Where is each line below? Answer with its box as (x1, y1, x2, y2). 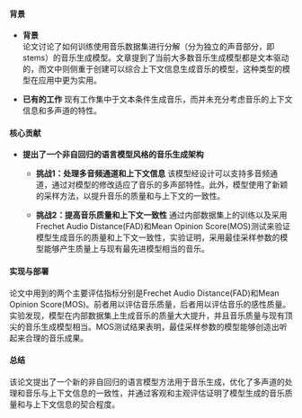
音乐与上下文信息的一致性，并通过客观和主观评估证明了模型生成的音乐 (24, 387, 285, 398)
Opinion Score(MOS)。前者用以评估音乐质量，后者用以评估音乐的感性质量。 (9, 298, 291, 309)
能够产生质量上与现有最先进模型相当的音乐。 (43, 244, 209, 254)
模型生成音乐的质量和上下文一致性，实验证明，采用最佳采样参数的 (35, 232, 280, 243)
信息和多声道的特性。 (22, 105, 102, 116)
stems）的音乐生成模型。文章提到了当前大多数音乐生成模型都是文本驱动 (22, 52, 289, 63)
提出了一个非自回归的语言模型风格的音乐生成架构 (22, 149, 204, 160)
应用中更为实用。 (38, 75, 102, 85)
